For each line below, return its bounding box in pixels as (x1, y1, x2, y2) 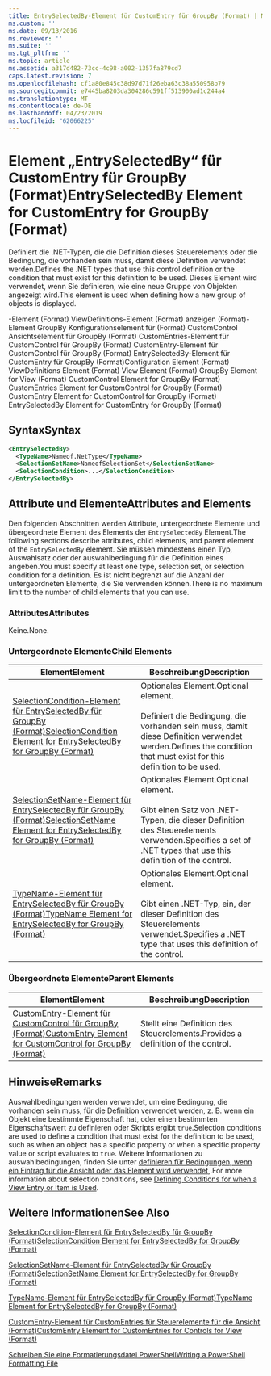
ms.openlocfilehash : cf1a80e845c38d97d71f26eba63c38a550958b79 (8, 79, 226, 87)
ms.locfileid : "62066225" (8, 117, 95, 125)
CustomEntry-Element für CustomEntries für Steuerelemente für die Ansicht (8, 1317, 261, 1327)
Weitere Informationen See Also (8, 1206, 169, 1219)
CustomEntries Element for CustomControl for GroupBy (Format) (8, 383, 223, 392)
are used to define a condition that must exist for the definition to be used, (8, 1131, 256, 1141)
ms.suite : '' (8, 42, 52, 50)
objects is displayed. (8, 298, 77, 308)
